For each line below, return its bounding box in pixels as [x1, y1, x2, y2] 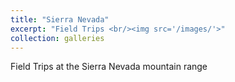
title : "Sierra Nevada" [10, 14, 110, 25]
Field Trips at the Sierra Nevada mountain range [10, 61, 208, 73]
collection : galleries [10, 33, 105, 43]
